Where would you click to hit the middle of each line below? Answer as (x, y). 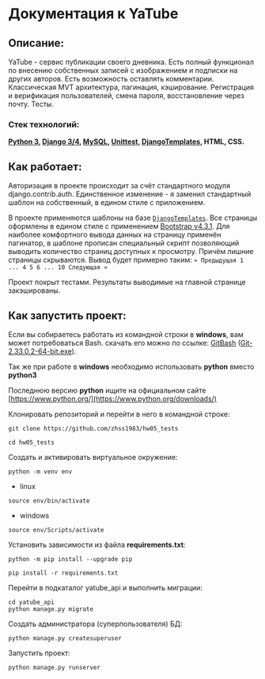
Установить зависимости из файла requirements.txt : (97, 544)
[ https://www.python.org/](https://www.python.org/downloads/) (113, 398)
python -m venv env (40, 472)
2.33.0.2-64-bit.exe (40, 351)
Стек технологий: (44, 124)
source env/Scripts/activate (56, 530)
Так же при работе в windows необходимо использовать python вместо (131, 366)
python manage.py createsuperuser (65, 638)
